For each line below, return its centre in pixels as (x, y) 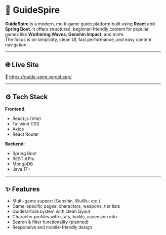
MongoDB (22, 164)
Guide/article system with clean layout (51, 211)
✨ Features (22, 189)
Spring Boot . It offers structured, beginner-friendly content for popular (77, 29)
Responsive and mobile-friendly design (52, 227)
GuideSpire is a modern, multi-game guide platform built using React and (80, 24)
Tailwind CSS (26, 123)
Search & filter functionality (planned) (50, 222)
